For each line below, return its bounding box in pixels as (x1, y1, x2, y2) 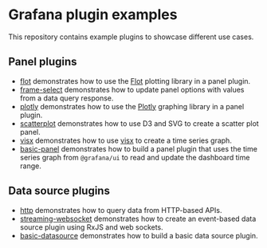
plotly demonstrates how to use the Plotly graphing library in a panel (19, 101, 245, 111)
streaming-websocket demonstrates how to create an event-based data (19, 214, 257, 223)
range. (19, 161, 41, 171)
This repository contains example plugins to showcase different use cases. (8, 32, 254, 41)
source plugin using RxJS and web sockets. (19, 222, 163, 232)
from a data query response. (19, 93, 114, 103)
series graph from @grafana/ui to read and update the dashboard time (19, 152, 250, 162)
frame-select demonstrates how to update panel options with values (19, 85, 245, 94)
